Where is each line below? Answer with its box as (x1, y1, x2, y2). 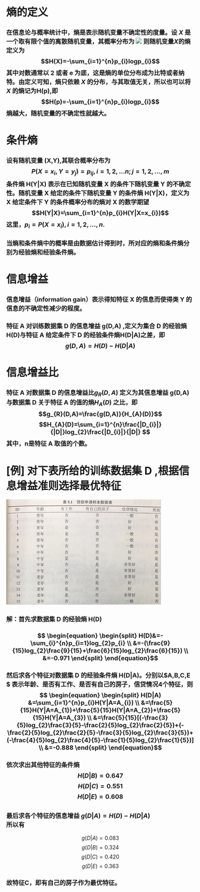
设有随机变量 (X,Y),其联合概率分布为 (6, 156, 111, 165)
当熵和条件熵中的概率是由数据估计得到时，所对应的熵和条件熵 (6, 239, 184, 247)
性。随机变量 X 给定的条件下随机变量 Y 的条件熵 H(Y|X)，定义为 (6, 189, 190, 198)
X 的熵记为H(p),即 (6, 87, 59, 95)
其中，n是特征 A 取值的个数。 (6, 440, 91, 448)
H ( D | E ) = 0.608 (77, 792, 124, 800)
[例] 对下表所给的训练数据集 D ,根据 (6, 464, 179, 477)
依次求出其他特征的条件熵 (6, 760, 80, 769)
